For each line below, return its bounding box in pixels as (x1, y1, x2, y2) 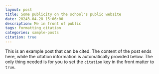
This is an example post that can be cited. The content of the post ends (5, 48, 152, 54)
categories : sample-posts (5, 30, 59, 35)
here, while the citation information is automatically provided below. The (5, 53, 153, 59)
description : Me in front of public (5, 21, 81, 26)
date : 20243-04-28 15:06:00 (5, 16, 64, 21)
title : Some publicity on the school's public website (5, 12, 122, 17)
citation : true (5, 35, 37, 40)
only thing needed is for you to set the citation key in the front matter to (5, 59, 155, 65)
